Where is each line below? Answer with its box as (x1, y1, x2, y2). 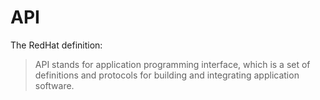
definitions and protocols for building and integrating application (34, 69, 300, 81)
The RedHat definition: (10, 39, 103, 51)
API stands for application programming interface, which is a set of (34, 58, 311, 70)
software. (34, 79, 75, 91)
